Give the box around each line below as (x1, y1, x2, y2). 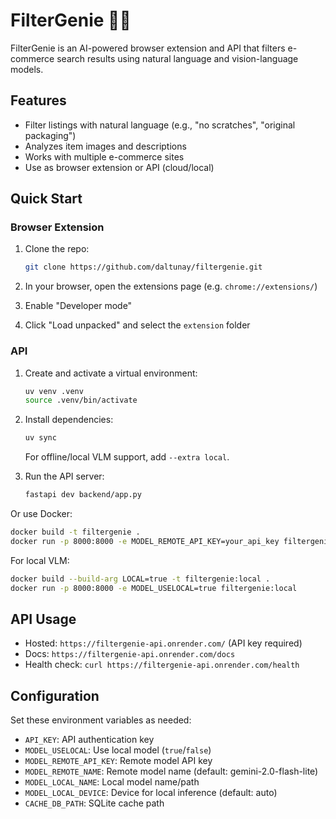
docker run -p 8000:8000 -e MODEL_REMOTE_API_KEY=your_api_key (10, 536, 280, 546)
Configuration (10, 687, 100, 704)
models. (10, 63, 44, 75)
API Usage (10, 611, 77, 628)
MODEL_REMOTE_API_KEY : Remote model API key (24, 755, 213, 767)
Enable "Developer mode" (24, 300, 133, 312)
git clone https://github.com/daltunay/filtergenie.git (24, 262, 263, 273)
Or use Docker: (10, 508, 73, 520)
